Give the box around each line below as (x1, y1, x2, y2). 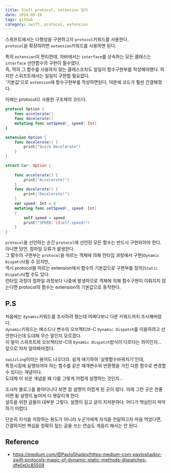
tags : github (5, 17, 33, 22)
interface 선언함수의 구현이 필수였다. (5, 60, 81, 66)
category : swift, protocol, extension (5, 21, 88, 27)
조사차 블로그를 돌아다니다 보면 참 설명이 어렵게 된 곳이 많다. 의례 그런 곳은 (5, 386, 154, 392)
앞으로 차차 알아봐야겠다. (5, 345, 55, 351)
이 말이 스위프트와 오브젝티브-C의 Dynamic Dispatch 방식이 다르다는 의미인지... (5, 339, 162, 345)
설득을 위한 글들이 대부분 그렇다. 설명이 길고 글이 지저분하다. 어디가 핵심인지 (5, 399, 157, 405)
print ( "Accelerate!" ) (23, 177, 70, 182)
